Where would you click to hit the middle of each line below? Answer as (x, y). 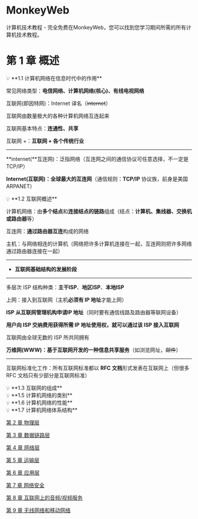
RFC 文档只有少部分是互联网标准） (48, 375)
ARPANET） (21, 186)
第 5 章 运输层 (23, 460)
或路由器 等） (22, 218)
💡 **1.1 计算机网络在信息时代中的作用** (54, 78)
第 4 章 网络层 (23, 447)
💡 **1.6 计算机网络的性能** (39, 402)
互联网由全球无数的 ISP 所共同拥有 (48, 337)
